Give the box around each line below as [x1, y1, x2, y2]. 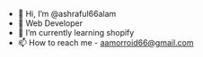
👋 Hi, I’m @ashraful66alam [17, 9, 117, 19]
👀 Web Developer [17, 18, 84, 28]
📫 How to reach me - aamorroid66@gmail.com [17, 37, 195, 48]
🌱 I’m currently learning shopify [17, 28, 135, 37]
